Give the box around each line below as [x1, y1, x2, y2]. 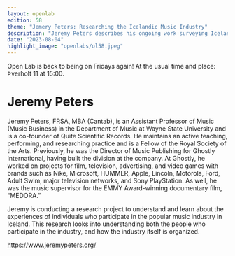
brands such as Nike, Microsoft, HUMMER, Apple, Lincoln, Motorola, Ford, [7, 169, 220, 177]
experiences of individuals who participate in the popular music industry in [7, 212, 222, 220]
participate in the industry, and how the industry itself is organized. [7, 227, 200, 235]
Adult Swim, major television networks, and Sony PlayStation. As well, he [7, 176, 218, 185]
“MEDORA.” [7, 191, 41, 199]
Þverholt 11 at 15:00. [7, 69, 65, 78]
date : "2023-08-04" [7, 36, 64, 43]
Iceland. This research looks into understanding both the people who [7, 220, 206, 228]
